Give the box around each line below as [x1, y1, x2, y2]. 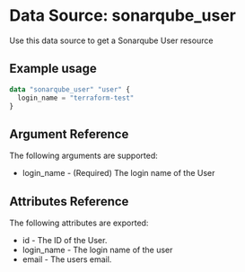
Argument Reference [9, 127, 129, 142]
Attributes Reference [9, 194, 129, 209]
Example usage [9, 61, 97, 76]
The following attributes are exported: [9, 217, 149, 228]
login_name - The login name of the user [22, 244, 173, 255]
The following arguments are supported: [9, 150, 159, 162]
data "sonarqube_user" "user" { [9, 84, 130, 94]
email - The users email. [22, 254, 112, 265]
